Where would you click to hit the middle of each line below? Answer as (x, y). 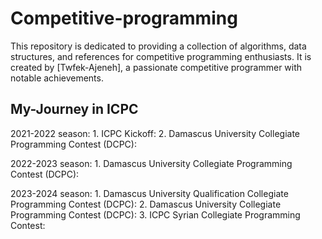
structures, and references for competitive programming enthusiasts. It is (161, 56)
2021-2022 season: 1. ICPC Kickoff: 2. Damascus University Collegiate (155, 133)
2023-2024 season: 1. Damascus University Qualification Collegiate (149, 193)
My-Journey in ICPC (74, 109)
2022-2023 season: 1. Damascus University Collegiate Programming (151, 163)
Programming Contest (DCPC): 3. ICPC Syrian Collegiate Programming (155, 214)
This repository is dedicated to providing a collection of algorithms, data (158, 46)
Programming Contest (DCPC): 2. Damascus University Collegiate (146, 204)
